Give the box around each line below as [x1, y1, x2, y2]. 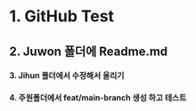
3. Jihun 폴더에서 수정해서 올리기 [9, 70, 125, 81]
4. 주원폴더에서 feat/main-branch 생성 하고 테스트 [9, 91, 187, 103]
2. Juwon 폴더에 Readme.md [9, 44, 168, 59]
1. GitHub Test [9, 6, 114, 27]
